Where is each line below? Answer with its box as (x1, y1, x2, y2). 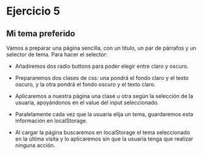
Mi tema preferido (6, 28, 76, 39)
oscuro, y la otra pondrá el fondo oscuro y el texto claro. (15, 81, 156, 88)
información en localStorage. (15, 117, 88, 124)
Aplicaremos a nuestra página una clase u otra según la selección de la (15, 93, 194, 99)
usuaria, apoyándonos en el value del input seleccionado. (15, 99, 160, 106)
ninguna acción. (15, 142, 56, 149)
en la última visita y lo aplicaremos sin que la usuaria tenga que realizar (15, 135, 194, 142)
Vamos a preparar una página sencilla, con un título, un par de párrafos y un (6, 44, 197, 51)
